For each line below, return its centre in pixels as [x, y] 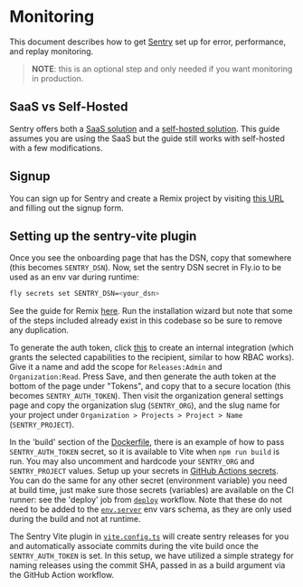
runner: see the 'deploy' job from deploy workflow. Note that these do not [146, 500]
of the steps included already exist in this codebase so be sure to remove [146, 321]
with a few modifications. [56, 147]
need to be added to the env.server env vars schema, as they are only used [151, 509]
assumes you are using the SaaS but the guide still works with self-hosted [147, 138]
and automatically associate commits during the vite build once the [134, 546]
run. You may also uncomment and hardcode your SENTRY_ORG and [132, 461]
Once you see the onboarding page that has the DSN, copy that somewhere [151, 258]
